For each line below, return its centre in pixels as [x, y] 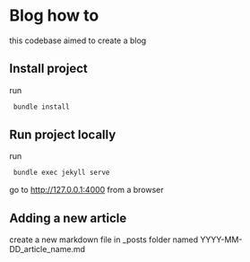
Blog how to [54, 16]
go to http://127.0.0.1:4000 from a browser [86, 190]
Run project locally [63, 135]
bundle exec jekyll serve [61, 173]
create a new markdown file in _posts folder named [104, 240]
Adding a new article [68, 218]
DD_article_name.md [47, 249]
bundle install [41, 107]
